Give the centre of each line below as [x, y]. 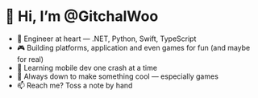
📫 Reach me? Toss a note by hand [75, 85]
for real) [30, 59]
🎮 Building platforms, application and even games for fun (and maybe [133, 47]
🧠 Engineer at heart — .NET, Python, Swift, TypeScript [106, 39]
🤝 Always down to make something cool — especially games [117, 76]
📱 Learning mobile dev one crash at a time [87, 67]
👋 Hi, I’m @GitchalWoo [82, 16]
